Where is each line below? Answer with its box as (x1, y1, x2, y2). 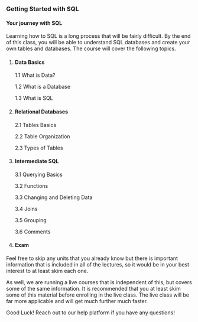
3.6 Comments (14, 228, 51, 235)
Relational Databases (14, 108, 69, 115)
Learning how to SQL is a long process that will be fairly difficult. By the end (6, 32, 191, 40)
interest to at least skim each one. (6, 267, 89, 274)
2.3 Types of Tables (14, 144, 63, 151)
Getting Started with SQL (6, 5, 79, 13)
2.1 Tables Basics (14, 121, 57, 128)
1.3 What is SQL (14, 95, 53, 102)
